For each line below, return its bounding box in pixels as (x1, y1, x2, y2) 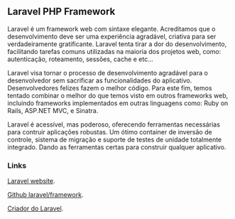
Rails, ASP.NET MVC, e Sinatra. (7, 106, 99, 114)
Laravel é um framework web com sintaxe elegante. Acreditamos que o (7, 24, 216, 33)
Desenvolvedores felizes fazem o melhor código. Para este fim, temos (7, 83, 212, 92)
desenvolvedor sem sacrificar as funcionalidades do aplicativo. (7, 76, 192, 85)
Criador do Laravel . (7, 204, 64, 213)
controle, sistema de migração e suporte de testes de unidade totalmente (7, 135, 222, 144)
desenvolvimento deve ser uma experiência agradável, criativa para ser (7, 32, 217, 41)
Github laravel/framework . (7, 191, 84, 199)
